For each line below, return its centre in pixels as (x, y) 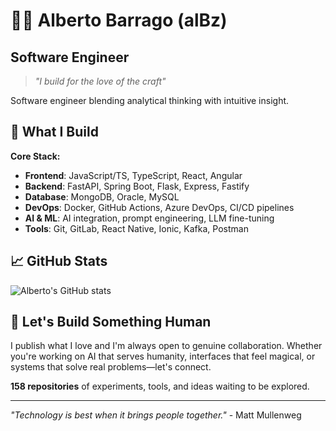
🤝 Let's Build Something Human (111, 322)
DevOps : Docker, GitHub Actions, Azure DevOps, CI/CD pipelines (159, 207)
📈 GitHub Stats (59, 261)
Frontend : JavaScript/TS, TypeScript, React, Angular (133, 175)
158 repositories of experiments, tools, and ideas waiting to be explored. (160, 386)
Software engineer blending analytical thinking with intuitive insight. (150, 100)
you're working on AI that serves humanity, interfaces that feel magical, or (163, 356)
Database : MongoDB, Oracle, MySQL (102, 196)
